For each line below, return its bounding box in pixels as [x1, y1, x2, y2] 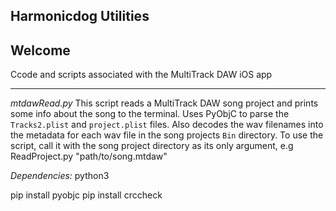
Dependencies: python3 [10, 170, 110, 182]
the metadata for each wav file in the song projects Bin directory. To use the [10, 129, 324, 141]
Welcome [10, 42, 71, 59]
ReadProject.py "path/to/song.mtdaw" [10, 150, 168, 163]
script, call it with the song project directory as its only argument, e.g [10, 140, 294, 152]
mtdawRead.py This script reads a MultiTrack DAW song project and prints [10, 97, 319, 109]
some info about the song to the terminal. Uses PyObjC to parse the [10, 108, 290, 120]
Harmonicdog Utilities [10, 8, 150, 25]
